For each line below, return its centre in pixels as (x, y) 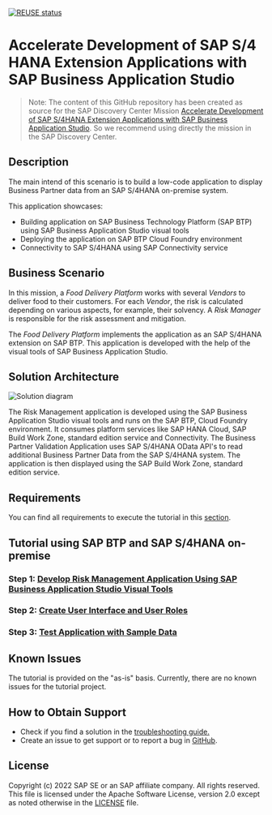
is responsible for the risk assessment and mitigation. (97, 318)
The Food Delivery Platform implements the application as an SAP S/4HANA (135, 334)
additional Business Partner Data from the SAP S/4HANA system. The (125, 455)
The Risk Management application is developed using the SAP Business (128, 412)
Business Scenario (57, 273)
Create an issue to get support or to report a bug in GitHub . (119, 740)
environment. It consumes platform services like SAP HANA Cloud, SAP (127, 429)
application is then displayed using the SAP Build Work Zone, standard (126, 464)
